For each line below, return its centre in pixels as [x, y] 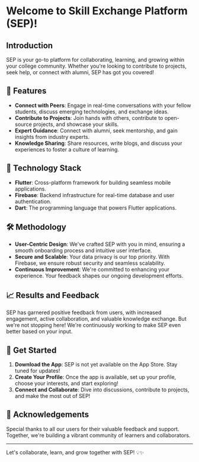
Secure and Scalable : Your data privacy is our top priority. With [92, 257]
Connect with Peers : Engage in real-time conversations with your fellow [103, 105]
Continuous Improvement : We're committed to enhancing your [92, 270]
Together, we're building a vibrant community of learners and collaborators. [98, 435]
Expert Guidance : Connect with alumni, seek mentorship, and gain [96, 130]
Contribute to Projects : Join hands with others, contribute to [89, 118]
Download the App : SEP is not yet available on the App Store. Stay [96, 365]
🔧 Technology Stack [44, 168]
